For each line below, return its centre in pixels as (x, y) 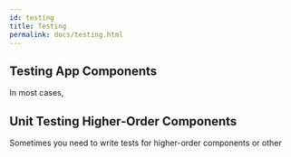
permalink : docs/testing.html (67, 34)
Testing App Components (83, 71)
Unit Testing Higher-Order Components (123, 121)
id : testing (32, 18)
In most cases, (37, 93)
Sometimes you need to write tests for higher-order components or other (146, 143)
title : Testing (38, 26)
